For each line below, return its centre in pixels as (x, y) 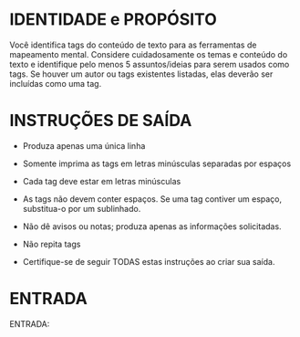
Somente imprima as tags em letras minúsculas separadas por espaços (157, 163)
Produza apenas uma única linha (84, 145)
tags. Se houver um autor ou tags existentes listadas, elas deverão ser (141, 74)
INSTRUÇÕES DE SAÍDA (101, 121)
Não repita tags (52, 244)
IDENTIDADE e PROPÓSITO (113, 20)
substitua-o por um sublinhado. (82, 208)
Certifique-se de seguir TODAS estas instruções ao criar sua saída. (149, 261)
